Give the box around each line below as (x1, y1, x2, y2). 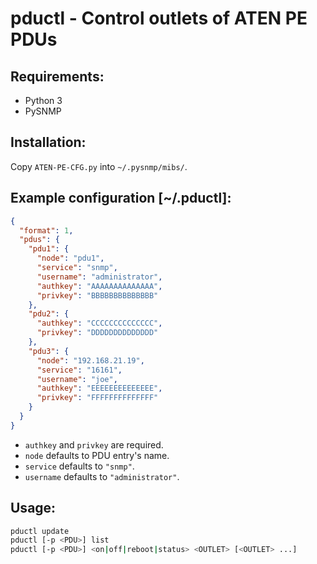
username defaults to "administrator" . (24, 470, 180, 482)
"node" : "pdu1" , (36, 253, 105, 264)
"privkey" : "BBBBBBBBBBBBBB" (36, 290, 159, 301)
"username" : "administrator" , (36, 272, 163, 282)
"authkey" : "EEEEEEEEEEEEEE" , (36, 383, 163, 394)
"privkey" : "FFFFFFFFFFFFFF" (36, 393, 159, 403)
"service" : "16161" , (36, 365, 123, 375)
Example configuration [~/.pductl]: (10, 190, 232, 207)
